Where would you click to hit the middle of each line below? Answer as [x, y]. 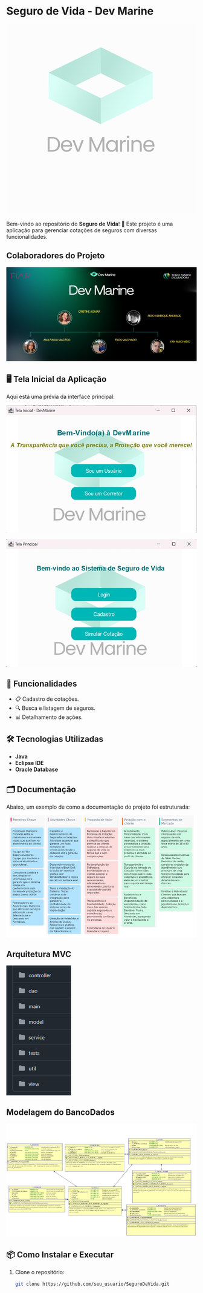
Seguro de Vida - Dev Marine [80, 11]
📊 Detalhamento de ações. [49, 717]
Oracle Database [37, 770]
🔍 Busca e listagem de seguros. [55, 708]
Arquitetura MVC [39, 954]
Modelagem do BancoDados [60, 1113]
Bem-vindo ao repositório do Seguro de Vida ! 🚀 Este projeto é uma [90, 224]
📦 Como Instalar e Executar [60, 1255]
